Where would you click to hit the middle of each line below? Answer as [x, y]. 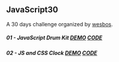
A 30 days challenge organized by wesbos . [59, 24]
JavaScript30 [32, 10]
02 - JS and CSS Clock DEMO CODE [52, 52]
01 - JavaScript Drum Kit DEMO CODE [54, 38]
